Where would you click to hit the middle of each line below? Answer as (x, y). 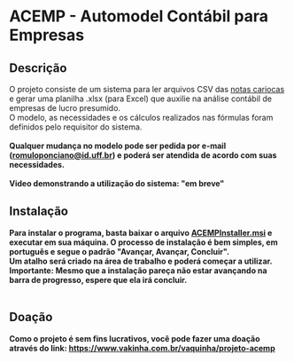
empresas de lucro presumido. (65, 108)
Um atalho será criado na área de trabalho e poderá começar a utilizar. (141, 261)
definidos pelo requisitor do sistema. (76, 127)
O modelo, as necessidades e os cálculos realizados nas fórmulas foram (141, 118)
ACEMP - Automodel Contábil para (139, 16)
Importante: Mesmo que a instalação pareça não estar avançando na (138, 270)
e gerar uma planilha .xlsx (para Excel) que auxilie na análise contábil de (141, 98)
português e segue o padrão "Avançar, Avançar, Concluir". (120, 251)
